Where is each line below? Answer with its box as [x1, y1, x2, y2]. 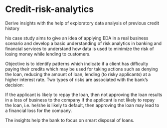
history [5, 25, 20, 31]
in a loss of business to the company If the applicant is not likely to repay [5, 96, 155, 103]
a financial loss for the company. [5, 107, 72, 113]
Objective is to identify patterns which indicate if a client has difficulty [5, 60, 149, 66]
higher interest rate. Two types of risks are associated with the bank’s [5, 76, 148, 82]
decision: [5, 81, 24, 88]
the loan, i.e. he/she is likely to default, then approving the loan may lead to [5, 102, 160, 108]
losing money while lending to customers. [5, 51, 91, 57]
